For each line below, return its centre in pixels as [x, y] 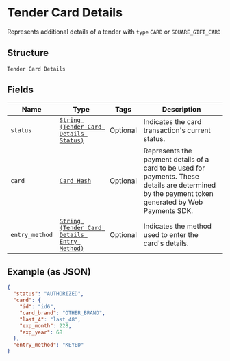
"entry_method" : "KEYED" [49, 345]
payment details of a [176, 159]
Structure [28, 53]
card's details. [166, 243]
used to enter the [171, 234]
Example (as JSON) [49, 272]
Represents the [168, 151]
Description [181, 109]
